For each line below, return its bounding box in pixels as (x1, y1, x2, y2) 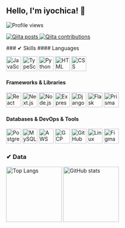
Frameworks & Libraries (6, 79, 66, 86)
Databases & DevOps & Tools (6, 115, 79, 122)
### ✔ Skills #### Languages (6, 44, 79, 51)
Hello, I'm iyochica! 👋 (6, 6, 86, 16)
